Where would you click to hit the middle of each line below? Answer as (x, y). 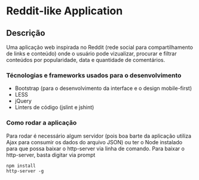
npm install (21, 166)
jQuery (23, 101)
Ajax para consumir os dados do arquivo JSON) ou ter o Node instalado (94, 142)
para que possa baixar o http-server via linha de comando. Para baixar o (96, 148)
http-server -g (25, 171)
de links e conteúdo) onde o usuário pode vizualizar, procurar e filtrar (92, 54)
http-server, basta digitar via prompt (51, 155)
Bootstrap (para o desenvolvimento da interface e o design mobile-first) (103, 88)
